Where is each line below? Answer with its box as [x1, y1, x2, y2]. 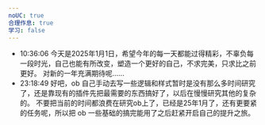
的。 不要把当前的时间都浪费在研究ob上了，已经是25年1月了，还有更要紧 [19, 98, 258, 108]
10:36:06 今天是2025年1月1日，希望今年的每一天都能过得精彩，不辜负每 [19, 49, 254, 59]
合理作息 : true [8, 19, 54, 27]
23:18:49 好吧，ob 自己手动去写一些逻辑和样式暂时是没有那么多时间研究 [19, 78, 255, 88]
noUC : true [8, 11, 44, 20]
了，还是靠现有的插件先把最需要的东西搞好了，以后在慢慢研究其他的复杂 [19, 89, 256, 98]
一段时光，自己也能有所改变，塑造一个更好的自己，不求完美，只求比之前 [19, 59, 256, 68]
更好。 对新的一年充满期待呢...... [19, 69, 125, 78]
